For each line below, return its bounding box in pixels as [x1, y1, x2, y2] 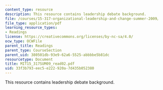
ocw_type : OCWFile [5, 39, 42, 44]
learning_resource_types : [5, 25, 57, 30]
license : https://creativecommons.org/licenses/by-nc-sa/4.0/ [5, 35, 133, 39]
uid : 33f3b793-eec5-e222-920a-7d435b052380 [5, 66, 95, 71]
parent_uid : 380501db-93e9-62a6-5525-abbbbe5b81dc [5, 52, 110, 57]
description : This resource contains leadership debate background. [5, 12, 147, 17]
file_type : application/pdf [5, 20, 62, 26]
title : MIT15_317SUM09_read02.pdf [5, 61, 75, 66]
